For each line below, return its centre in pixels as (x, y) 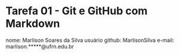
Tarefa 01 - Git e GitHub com (77, 11)
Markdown (33, 24)
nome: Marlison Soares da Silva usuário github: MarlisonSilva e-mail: (90, 40)
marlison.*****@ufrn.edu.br (40, 46)
